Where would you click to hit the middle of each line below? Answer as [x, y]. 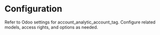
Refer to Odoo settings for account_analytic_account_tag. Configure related [80, 22]
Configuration [34, 9]
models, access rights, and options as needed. [51, 27]
